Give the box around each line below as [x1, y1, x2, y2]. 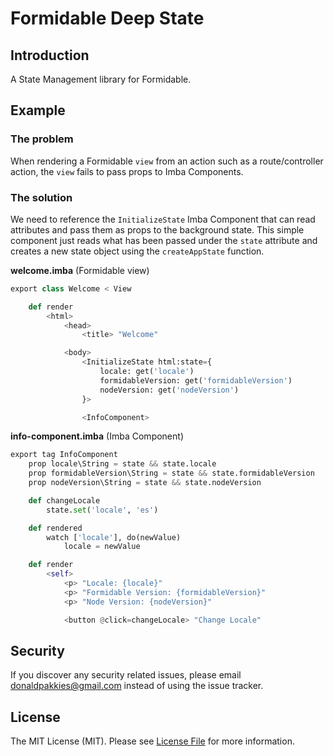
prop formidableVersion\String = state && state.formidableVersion [28, 468, 315, 479]
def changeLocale [28, 495, 101, 506]
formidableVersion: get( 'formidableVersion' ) [99, 375, 293, 386]
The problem [10, 132, 74, 146]
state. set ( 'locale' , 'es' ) [46, 505, 159, 515]
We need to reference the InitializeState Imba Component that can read [10, 213, 316, 225]
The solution [10, 190, 73, 204]
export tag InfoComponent [10, 450, 118, 460]
